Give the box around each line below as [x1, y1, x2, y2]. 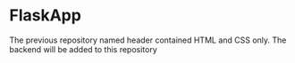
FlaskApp [9, 5, 82, 26]
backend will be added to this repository [9, 43, 158, 54]
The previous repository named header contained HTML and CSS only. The [9, 35, 287, 45]
